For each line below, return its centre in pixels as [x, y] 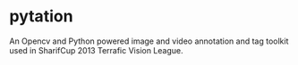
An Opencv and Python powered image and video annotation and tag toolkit [149, 41]
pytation [41, 16]
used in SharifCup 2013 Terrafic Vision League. [96, 50]
